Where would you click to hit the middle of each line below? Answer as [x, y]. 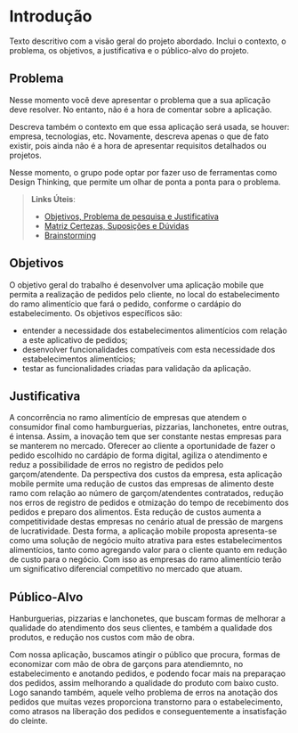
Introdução [51, 16]
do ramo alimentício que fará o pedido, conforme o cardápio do [125, 304]
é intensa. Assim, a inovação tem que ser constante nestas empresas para [145, 436]
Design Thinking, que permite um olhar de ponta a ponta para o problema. [145, 182]
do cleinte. [28, 721]
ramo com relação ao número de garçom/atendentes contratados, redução [146, 493]
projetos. [25, 155]
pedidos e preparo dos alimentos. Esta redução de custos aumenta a [135, 512]
